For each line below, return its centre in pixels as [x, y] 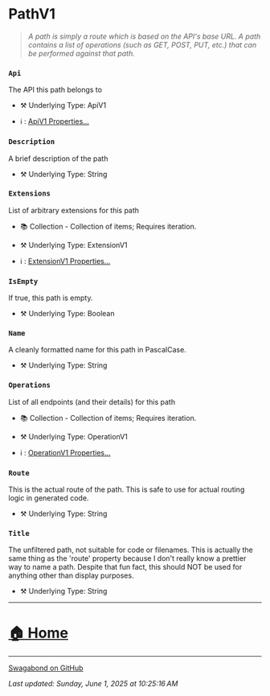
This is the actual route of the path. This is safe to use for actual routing [127, 490]
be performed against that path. [81, 53]
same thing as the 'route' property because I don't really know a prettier [127, 558]
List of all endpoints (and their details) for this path [92, 402]
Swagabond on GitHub [46, 668]
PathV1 [32, 14]
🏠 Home [38, 633]
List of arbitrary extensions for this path [74, 210]
